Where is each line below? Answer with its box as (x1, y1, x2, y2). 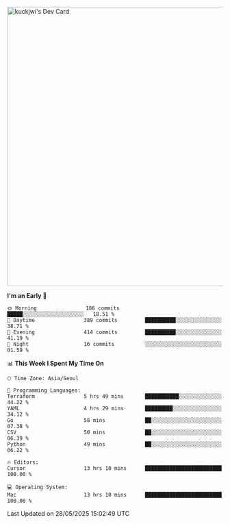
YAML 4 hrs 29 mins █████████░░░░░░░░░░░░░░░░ (7, 405, 222, 412)
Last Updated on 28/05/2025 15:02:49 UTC (7, 510, 130, 517)
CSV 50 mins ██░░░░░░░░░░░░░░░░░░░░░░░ (7, 429, 222, 436)
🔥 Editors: (7, 459, 39, 466)
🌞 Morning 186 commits (7, 305, 120, 312)
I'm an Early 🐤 (7, 292, 47, 299)
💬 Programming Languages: (7, 387, 81, 394)
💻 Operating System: (7, 484, 68, 490)
